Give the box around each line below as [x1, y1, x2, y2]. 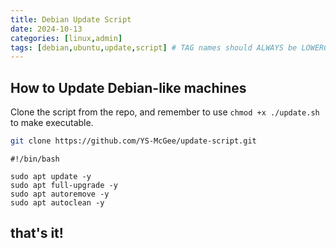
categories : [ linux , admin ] [10, 33, 123, 43]
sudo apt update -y [10, 171, 92, 181]
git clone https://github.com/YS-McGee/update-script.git [10, 136, 257, 146]
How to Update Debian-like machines [10, 79, 247, 96]
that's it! [10, 225, 64, 242]
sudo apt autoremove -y [10, 189, 110, 199]
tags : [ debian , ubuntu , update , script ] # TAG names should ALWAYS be [10, 42, 298, 53]
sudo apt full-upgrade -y [10, 180, 118, 190]
